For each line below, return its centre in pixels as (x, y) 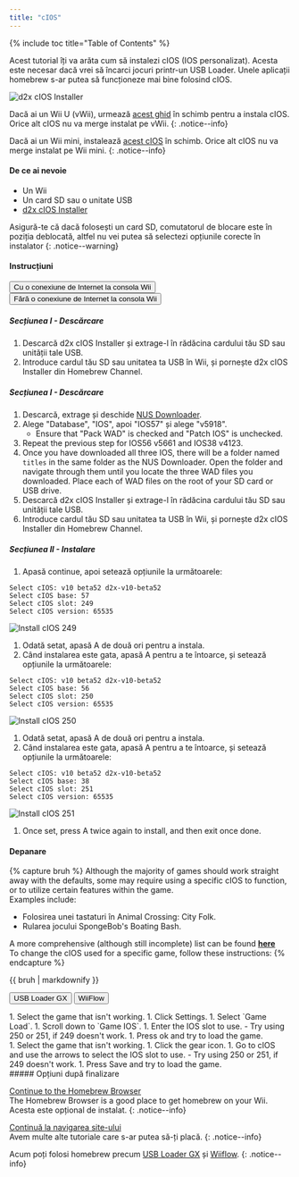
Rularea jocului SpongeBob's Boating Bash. (101, 927)
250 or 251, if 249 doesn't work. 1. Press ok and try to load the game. (136, 1036)
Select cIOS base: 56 (50, 688)
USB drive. (42, 490)
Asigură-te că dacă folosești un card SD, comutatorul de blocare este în (141, 227)
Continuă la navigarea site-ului (66, 1128)
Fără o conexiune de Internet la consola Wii (86, 299)
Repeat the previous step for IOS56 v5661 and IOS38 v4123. (133, 442)
